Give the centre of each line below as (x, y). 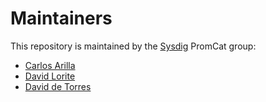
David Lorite (50, 76)
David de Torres (58, 86)
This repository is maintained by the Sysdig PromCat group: (133, 46)
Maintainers (61, 18)
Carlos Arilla (50, 65)
